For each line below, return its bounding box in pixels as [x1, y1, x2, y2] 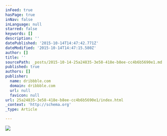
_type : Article [5, 107, 38, 112]
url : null [10, 88, 30, 93]
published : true [5, 64, 40, 69]
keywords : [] [5, 31, 33, 36]
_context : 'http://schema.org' [5, 102, 72, 107]
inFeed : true [5, 7, 33, 13]
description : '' [5, 36, 40, 41]
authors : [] [5, 69, 30, 74]
